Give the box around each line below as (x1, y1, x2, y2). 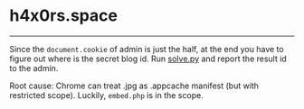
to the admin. (9, 62, 59, 73)
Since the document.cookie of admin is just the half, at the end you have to (9, 43, 284, 54)
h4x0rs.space (9, 5, 118, 26)
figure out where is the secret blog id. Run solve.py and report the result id (9, 53, 287, 64)
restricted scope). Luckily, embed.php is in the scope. (9, 89, 204, 100)
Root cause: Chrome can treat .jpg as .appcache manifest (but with (9, 80, 260, 91)
